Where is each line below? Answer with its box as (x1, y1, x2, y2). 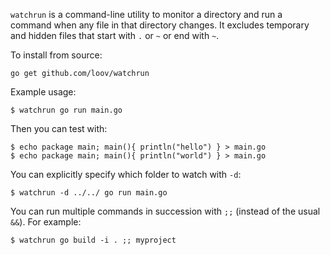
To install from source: (10, 49, 103, 61)
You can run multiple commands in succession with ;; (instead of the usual (10, 205, 321, 217)
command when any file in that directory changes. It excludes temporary (10, 19, 310, 31)
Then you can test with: (10, 123, 108, 134)
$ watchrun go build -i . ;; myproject (10, 235, 177, 245)
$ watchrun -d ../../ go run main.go (10, 188, 168, 198)
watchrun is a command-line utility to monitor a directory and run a (10, 9, 283, 20)
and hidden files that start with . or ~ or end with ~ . (10, 30, 220, 41)
